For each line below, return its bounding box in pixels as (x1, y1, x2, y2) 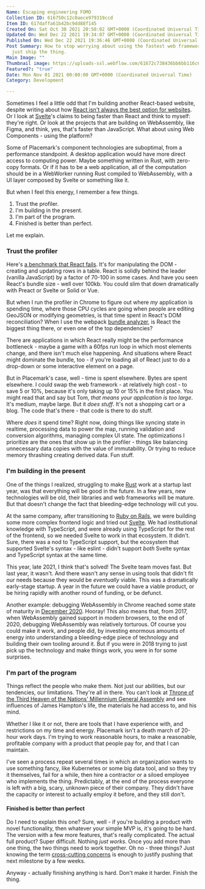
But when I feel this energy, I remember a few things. (6, 188, 139, 196)
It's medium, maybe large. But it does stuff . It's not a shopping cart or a (6, 401, 185, 408)
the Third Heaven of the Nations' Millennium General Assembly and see (6, 695, 186, 703)
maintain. (6, 746, 29, 754)
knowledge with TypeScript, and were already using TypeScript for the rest (6, 525, 195, 532)
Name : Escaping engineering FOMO (6, 9, 92, 15)
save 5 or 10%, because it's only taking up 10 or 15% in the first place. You (6, 387, 193, 395)
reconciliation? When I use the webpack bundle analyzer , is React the (6, 318, 181, 325)
